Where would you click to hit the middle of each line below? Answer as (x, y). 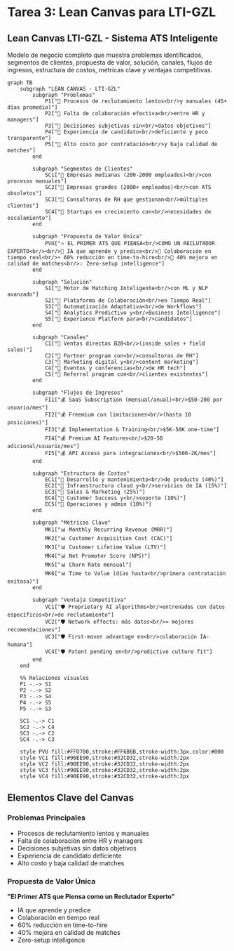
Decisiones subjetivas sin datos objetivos (77, 848)
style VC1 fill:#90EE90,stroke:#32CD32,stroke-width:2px (105, 758)
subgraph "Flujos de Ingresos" (78, 393)
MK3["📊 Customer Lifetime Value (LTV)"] (105, 547)
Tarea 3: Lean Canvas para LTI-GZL (112, 12)
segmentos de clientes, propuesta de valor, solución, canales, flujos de (110, 63)
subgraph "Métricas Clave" (72, 523)
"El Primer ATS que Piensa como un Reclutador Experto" (91, 896)
